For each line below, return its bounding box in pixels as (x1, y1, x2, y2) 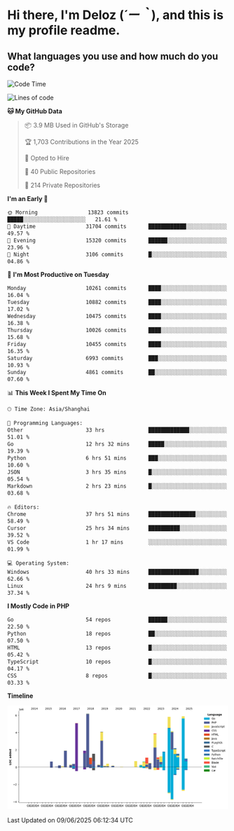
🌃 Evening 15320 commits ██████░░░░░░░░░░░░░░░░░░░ (7, 237, 228, 244)
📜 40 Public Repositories (24, 167, 96, 176)
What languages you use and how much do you (7, 50, 219, 62)
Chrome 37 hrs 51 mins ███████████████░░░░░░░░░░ (7, 511, 228, 518)
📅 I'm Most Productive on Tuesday (7, 270, 110, 278)
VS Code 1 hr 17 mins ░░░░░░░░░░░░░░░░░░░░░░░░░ (7, 539, 228, 546)
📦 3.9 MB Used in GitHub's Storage (24, 121, 129, 129)
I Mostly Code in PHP (7, 602, 70, 610)
